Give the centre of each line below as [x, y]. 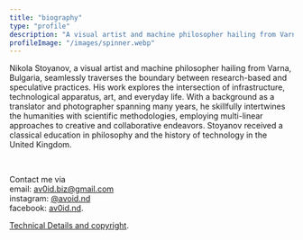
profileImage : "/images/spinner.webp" [82, 43]
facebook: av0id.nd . [46, 209]
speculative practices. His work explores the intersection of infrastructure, [147, 87]
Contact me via [37, 180]
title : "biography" [46, 18]
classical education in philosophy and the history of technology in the [138, 135]
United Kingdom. [41, 145]
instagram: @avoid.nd [50, 199]
